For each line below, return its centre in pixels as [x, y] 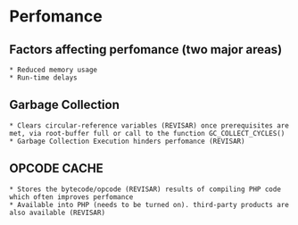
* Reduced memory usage [54, 70]
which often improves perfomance [71, 197]
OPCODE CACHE [57, 168]
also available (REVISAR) [57, 212]
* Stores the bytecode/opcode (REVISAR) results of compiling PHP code [145, 189]
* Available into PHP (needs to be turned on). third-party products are [149, 204]
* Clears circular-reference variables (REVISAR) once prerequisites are [149, 125]
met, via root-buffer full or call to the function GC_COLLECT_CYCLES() [147, 133]
